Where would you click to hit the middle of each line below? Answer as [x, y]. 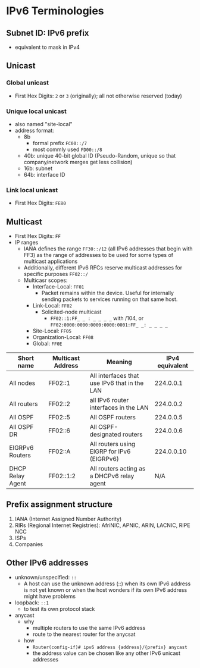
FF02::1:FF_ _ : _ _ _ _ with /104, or [97, 318]
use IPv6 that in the [117, 383]
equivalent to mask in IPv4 [47, 47]
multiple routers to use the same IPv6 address [89, 628]
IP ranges [26, 243]
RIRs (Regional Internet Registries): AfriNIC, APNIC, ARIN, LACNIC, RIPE [102, 525]
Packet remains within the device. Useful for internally [108, 293]
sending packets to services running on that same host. [110, 299]
